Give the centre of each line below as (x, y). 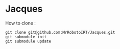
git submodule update (28, 41)
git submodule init (26, 37)
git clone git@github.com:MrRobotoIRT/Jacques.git (60, 32)
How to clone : (20, 23)
